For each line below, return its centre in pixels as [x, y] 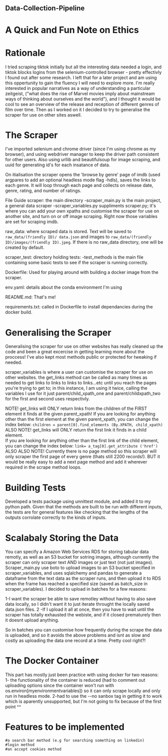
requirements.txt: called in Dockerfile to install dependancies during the [79, 307]
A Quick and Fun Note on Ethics [72, 30]
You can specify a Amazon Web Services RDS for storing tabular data [77, 552]
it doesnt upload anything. [32, 620]
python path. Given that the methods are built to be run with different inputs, [84, 507]
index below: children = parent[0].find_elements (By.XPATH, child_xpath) [84, 424]
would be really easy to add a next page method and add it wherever [76, 462]
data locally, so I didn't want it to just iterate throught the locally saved [77, 604]
